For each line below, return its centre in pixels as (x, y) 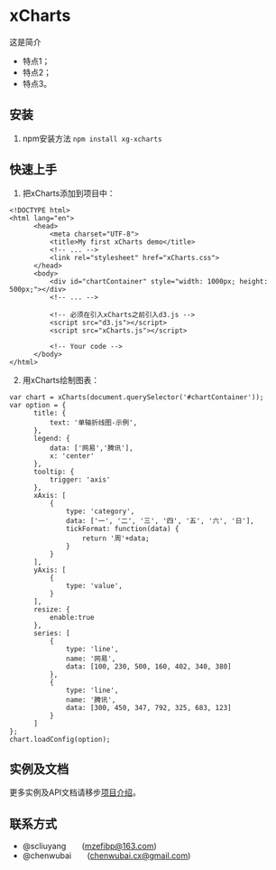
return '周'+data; (116, 538)
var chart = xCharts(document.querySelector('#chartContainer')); (137, 397)
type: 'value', (95, 585)
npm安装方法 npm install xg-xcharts (92, 138)
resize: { (51, 609)
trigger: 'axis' (80, 480)
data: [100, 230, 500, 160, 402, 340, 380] (149, 666)
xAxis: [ (50, 495)
